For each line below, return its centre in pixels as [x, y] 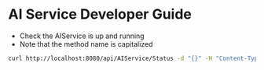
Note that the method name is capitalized [86, 44]
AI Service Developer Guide [100, 14]
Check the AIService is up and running [82, 36]
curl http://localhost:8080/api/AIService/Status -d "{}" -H [110, 58]
